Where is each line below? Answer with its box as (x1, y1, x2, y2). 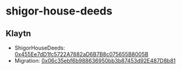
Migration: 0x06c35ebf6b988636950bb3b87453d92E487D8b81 (14, 57, 176, 64)
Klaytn (5, 28, 32, 39)
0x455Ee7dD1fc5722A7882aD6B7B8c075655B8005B (14, 51, 149, 58)
